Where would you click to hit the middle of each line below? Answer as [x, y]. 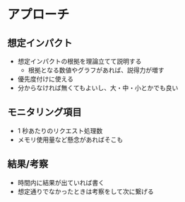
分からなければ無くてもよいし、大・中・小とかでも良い [98, 88]
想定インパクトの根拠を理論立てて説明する [79, 61]
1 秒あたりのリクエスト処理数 [60, 130]
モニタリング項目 [44, 112]
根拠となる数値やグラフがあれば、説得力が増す [96, 70]
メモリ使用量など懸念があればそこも [70, 140]
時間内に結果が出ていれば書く [61, 182]
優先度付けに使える [46, 79]
